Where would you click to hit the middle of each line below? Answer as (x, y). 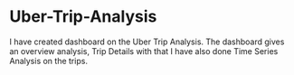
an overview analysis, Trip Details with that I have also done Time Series (144, 51)
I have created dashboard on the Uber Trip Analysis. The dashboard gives (147, 42)
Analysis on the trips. (49, 61)
